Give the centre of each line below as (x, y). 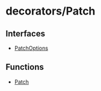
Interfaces (26, 34)
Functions (25, 67)
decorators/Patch (50, 11)
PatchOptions (31, 48)
